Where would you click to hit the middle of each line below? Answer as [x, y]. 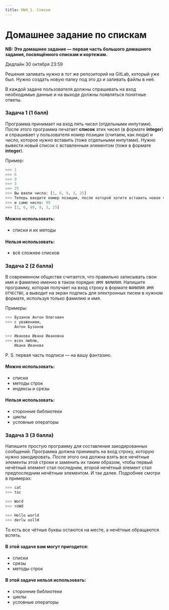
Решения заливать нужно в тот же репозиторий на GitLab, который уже [82, 74]
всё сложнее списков [36, 253]
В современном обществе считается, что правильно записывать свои [81, 277]
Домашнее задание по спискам [76, 35]
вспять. [13, 535]
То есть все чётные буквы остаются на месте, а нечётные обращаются [82, 530]
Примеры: [16, 308]
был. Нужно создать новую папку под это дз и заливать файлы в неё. [80, 79]
